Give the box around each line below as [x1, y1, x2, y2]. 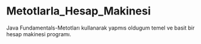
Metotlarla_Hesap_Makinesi [6, 4, 151, 18]
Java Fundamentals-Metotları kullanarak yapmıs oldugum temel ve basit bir [6, 24, 195, 31]
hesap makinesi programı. [6, 30, 71, 37]
